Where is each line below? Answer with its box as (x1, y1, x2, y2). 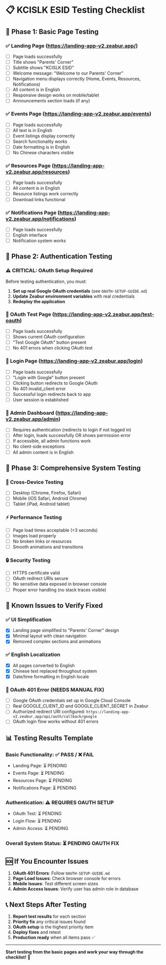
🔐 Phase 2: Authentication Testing (5, 252, 113, 261)
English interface (12, 232, 47, 238)
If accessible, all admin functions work (12, 438, 91, 444)
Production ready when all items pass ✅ (12, 934, 96, 940)
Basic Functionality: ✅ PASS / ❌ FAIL (5, 751, 94, 758)
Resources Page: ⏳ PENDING (12, 778, 72, 784)
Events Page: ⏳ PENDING (12, 770, 65, 776)
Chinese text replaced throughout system (12, 668, 98, 674)
